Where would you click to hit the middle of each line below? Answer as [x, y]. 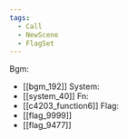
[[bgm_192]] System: [61, 86]
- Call [30, 26]
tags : [20, 18]
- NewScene [38, 35]
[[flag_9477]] [47, 125]
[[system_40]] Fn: [55, 96]
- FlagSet [36, 43]
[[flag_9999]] [47, 115]
